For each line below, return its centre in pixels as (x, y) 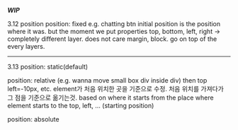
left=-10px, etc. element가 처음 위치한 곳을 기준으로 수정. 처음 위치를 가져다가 (116, 89)
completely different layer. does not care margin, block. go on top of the (112, 39)
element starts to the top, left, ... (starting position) (81, 106)
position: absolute (33, 119)
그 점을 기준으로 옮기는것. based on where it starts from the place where (110, 97)
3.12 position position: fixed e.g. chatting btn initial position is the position (114, 24)
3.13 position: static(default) (48, 67)
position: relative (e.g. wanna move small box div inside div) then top (107, 80)
